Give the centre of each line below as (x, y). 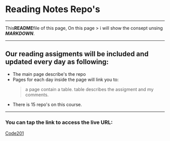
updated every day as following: (57, 62)
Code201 (15, 133)
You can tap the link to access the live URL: (59, 122)
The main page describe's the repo (49, 74)
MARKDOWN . (20, 33)
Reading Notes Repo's (53, 9)
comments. (37, 95)
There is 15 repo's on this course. (47, 104)
